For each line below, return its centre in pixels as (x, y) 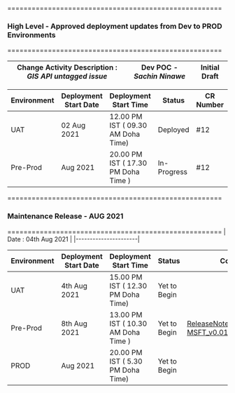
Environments (31, 34)
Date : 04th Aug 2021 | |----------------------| (73, 239)
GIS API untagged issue (67, 76)
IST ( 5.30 (126, 361)
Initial (210, 67)
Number (210, 105)
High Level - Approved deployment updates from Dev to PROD (115, 26)
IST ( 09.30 (128, 126)
